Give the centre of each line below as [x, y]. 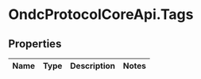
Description [93, 66]
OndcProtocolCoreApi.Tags [101, 15]
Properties [35, 44]
